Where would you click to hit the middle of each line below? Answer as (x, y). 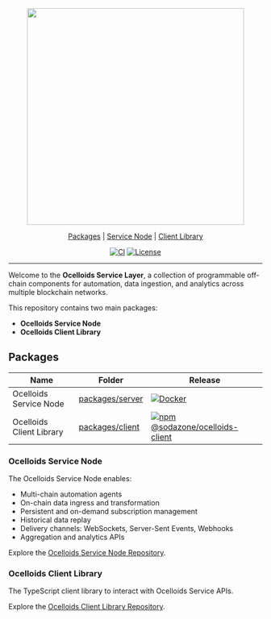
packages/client (109, 426)
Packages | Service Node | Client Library (135, 236)
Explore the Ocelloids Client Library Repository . (87, 607)
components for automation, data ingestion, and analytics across (136, 284)
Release (205, 380)
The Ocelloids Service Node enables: (70, 479)
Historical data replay (55, 520)
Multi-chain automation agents (71, 494)
